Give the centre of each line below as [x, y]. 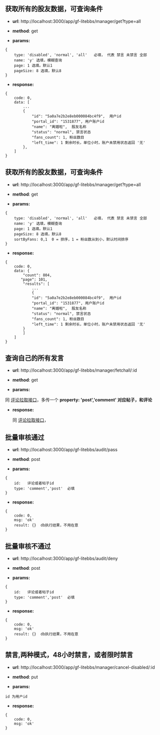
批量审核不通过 [28, 546]
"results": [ [36, 284]
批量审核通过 [25, 437]
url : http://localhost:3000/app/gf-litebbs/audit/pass [65, 450]
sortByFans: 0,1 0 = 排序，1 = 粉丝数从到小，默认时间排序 [71, 239]
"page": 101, [34, 279]
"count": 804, [37, 275]
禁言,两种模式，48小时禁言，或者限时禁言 [69, 655]
